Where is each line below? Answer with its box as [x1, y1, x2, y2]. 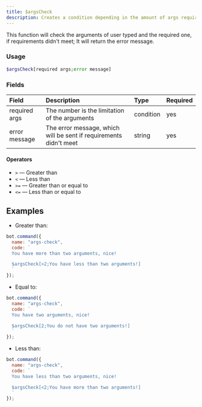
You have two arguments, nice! [11, 312, 90, 318]
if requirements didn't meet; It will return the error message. [6, 37, 155, 45]
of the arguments [45, 114, 94, 122]
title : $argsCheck [6, 8, 52, 15]
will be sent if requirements [45, 131, 122, 139]
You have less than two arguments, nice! [11, 373, 117, 379]
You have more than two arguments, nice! [11, 250, 117, 257]
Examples [6, 206, 44, 216]
